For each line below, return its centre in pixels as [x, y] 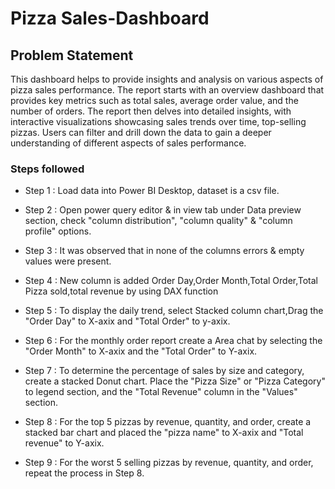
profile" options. [58, 231]
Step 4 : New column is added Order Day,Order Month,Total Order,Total [171, 281]
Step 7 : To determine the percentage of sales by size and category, [164, 371]
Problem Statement [72, 55]
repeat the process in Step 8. [84, 473]
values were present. [68, 261]
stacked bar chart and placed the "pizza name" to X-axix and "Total [164, 433]
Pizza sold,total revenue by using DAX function [121, 291]
